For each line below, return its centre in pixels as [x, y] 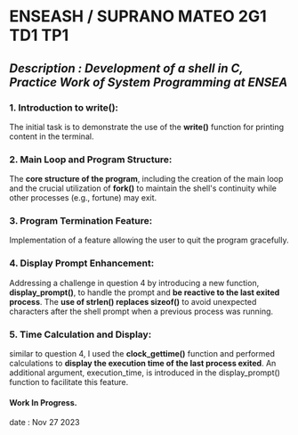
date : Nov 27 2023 [44, 423]
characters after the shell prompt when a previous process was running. [141, 311]
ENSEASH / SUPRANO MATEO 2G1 [138, 16]
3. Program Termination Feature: [81, 221]
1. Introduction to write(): [64, 107]
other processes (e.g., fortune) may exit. [83, 198]
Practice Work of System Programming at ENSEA [149, 82]
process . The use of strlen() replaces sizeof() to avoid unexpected [133, 301]
